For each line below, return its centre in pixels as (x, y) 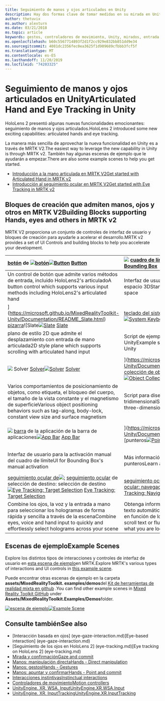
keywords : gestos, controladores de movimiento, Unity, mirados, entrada (82, 37)
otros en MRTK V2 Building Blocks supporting (76, 213)
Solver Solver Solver (47, 369)
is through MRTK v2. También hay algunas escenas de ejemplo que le (76, 154)
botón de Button (47, 263)
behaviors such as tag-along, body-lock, (55, 410)
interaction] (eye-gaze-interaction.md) (51, 641)
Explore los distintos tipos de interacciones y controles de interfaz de (75, 558)
